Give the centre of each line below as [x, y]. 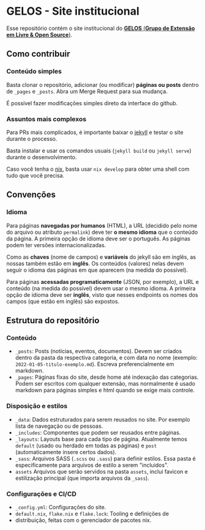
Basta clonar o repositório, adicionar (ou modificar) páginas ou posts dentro [102, 84]
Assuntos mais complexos [47, 119]
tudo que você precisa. [35, 175]
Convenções [31, 195]
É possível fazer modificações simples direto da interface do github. [92, 103]
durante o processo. [32, 138]
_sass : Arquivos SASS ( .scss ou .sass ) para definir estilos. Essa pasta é [105, 458]
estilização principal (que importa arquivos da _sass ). [82, 478]
